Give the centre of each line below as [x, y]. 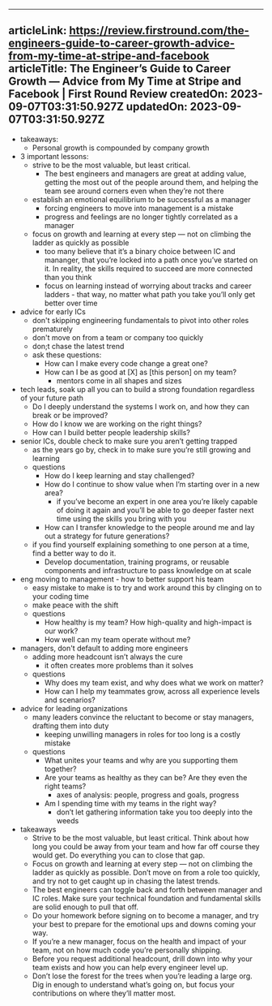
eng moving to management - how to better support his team [122, 579]
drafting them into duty [70, 725]
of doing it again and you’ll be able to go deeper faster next [155, 510]
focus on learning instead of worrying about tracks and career [148, 286]
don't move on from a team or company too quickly [118, 337]
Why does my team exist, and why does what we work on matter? [154, 682]
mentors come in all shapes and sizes [119, 380]
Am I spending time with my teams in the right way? [130, 803]
